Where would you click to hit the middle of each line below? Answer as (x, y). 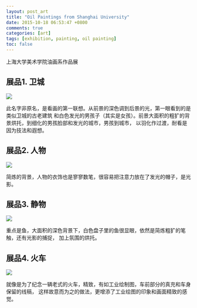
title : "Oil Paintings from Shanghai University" (68, 17)
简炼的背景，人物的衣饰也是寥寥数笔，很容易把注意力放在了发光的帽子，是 (96, 177)
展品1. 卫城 (26, 82)
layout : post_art (27, 11)
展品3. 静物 (26, 204)
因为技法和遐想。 (27, 130)
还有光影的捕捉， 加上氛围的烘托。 (58, 238)
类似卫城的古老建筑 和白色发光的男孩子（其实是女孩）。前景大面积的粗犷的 (95, 116)
